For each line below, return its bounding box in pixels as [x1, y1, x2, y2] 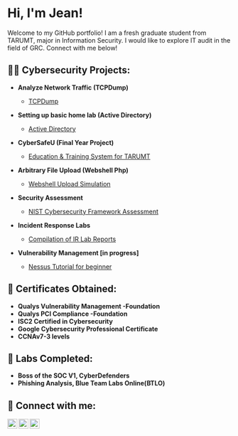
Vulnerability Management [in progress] [17, 248, 139, 257]
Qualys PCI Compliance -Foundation [17, 309, 128, 318]
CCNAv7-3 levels [17, 332, 70, 341]
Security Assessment [17, 193, 83, 202]
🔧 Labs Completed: [7, 352, 94, 364]
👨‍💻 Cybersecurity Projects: [7, 64, 131, 76]
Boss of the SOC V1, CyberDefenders [17, 371, 130, 380]
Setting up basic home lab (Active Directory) [17, 110, 152, 119]
